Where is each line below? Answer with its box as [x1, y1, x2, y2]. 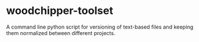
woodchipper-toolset [6, 4, 113, 17]
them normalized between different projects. [6, 29, 116, 36]
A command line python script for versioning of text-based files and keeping [6, 23, 194, 30]
